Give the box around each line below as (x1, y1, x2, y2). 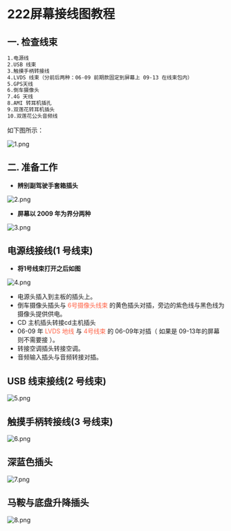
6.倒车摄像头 (7, 87, 39, 94)
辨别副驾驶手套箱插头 (17, 181, 78, 189)
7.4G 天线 (7, 93, 33, 100)
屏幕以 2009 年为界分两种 (17, 209, 91, 218)
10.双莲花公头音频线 (7, 112, 58, 120)
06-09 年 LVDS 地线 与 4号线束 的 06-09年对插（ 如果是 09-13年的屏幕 (17, 327, 220, 335)
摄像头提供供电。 (17, 310, 66, 318)
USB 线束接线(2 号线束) (7, 375, 107, 387)
